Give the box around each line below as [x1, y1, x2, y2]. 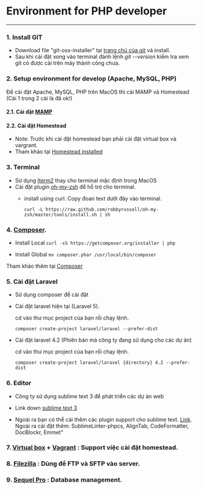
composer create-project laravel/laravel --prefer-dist [14, 326, 158, 332]
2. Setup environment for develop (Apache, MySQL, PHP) [6, 74, 177, 83]
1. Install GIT [6, 33, 43, 41]
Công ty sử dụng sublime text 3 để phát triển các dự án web [14, 392, 164, 400]
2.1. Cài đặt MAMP [6, 108, 53, 115]
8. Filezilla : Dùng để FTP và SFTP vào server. [6, 459, 140, 468]
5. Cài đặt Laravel [6, 277, 58, 286]
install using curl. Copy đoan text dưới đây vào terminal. [23, 195, 162, 202]
